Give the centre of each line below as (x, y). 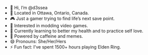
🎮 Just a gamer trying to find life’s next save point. (62, 18)
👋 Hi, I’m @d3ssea (29, 8)
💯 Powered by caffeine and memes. (46, 36)
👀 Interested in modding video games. (49, 26)
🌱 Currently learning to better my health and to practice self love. (76, 31)
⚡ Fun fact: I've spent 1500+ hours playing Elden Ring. (65, 47)
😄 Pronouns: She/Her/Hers (38, 41)
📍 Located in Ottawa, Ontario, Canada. (49, 13)
